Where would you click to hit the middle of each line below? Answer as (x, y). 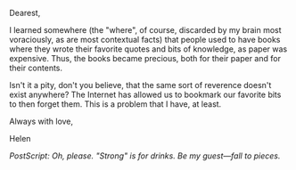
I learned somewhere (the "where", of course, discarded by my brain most (146, 30)
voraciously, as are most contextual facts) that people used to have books (145, 40)
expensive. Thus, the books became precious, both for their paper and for (145, 58)
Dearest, (25, 13)
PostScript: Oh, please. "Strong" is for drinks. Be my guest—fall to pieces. (145, 156)
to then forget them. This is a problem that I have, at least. (115, 104)
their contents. (36, 68)
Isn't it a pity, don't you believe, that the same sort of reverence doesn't (140, 85)
